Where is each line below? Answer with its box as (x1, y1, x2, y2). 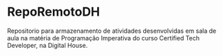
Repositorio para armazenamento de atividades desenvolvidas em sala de (7, 27, 217, 35)
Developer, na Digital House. (7, 41, 88, 49)
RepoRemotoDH (7, 4, 100, 20)
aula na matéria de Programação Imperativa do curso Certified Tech (7, 33, 200, 42)
